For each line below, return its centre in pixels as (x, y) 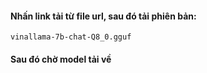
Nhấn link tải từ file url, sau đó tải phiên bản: (103, 16)
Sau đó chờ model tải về (61, 59)
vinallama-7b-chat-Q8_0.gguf (71, 37)
